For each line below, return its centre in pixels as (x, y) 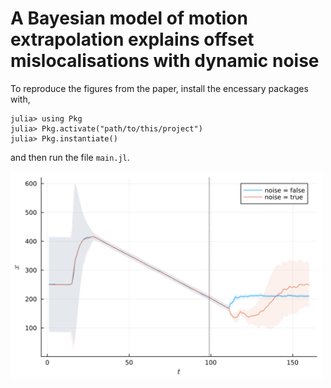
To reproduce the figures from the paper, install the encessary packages (159, 88)
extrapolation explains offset (132, 39)
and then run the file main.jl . (70, 157)
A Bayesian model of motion (129, 18)
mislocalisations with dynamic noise (165, 61)
